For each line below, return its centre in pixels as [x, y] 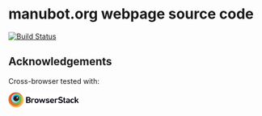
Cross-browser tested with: [54, 81]
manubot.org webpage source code [131, 14]
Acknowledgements [60, 62]
